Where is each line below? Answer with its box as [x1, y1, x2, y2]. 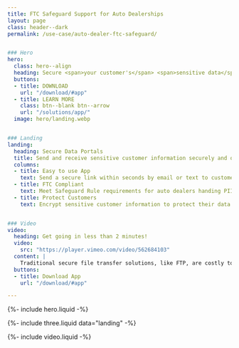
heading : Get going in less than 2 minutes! [14, 233, 148, 241]
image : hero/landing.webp [14, 115, 91, 123]
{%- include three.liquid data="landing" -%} [7, 319, 137, 327]
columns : [14, 161, 40, 168]
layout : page [7, 17, 46, 24]
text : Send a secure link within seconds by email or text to [20, 174, 208, 181]
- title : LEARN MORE [14, 95, 75, 103]
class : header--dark [7, 23, 69, 31]
